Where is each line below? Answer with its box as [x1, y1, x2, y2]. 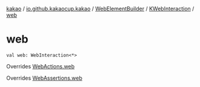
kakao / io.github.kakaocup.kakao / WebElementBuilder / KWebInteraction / [6, 5, 195, 12]
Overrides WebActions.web [6, 62, 75, 70]
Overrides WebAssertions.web [6, 74, 83, 82]
